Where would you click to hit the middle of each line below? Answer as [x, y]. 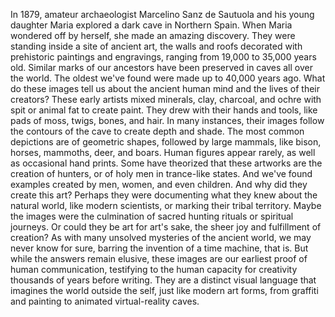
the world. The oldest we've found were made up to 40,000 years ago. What [168, 78]
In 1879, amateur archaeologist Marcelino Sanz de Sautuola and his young [162, 14]
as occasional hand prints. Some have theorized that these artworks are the [166, 163]
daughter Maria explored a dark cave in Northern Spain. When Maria [151, 25]
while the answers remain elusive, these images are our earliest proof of [159, 258]
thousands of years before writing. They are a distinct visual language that [163, 280]
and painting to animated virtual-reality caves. [105, 301]
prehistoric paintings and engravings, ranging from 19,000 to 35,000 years [163, 57]
